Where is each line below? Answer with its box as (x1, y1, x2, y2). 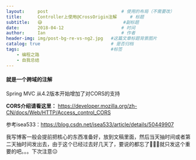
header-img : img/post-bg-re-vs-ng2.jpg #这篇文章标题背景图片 (6, 35, 157, 41)
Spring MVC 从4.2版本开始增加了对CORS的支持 (6, 90, 121, 97)
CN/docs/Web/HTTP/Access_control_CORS (6, 109, 111, 116)
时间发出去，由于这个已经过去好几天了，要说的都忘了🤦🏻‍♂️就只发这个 (21, 140, 185, 147)
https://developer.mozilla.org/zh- (57, 102, 137, 109)
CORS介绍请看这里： (6, 102, 57, 109)
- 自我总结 (16, 57, 40, 63)
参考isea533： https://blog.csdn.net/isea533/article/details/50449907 (6, 120, 174, 128)
